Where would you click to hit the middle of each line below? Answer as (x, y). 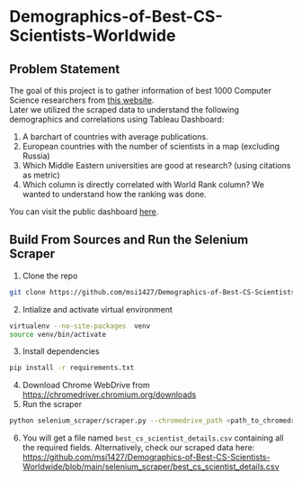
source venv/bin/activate (58, 334)
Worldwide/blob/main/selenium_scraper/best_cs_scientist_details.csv (151, 467)
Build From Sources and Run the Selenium (129, 240)
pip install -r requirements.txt (72, 368)
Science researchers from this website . (82, 100)
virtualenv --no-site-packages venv (80, 326)
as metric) (41, 175)
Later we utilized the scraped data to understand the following (124, 109)
